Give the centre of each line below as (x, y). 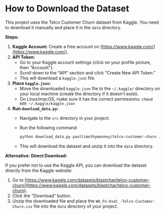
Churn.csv (22, 207)
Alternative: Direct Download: (36, 155)
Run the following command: (49, 127)
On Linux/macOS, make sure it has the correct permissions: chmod (86, 99)
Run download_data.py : (35, 108)
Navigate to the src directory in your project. (65, 118)
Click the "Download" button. (42, 196)
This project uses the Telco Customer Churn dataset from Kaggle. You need (82, 22)
